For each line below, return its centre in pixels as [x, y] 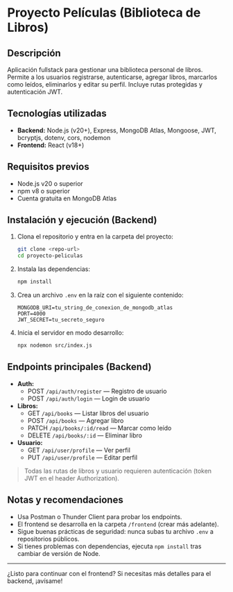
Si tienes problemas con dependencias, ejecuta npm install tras [109, 546]
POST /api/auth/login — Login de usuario [89, 398]
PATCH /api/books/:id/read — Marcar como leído [100, 428]
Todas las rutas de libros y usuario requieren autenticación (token [118, 471]
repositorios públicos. [48, 539]
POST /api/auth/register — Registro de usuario [97, 391]
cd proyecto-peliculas [50, 256]
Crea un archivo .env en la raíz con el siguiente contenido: [100, 295]
